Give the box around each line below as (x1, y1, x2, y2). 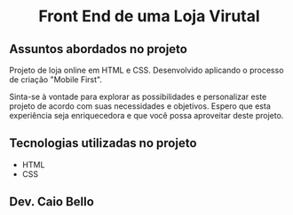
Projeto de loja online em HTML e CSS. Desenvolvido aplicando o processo (9, 65, 284, 75)
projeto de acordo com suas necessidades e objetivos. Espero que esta (9, 101, 271, 111)
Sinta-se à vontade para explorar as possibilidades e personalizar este (9, 91, 267, 102)
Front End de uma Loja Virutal (38, 6, 260, 27)
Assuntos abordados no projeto (9, 42, 188, 57)
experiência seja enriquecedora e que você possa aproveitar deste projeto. (9, 111, 284, 120)
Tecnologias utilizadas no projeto (9, 135, 197, 151)
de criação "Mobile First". (9, 74, 102, 85)
